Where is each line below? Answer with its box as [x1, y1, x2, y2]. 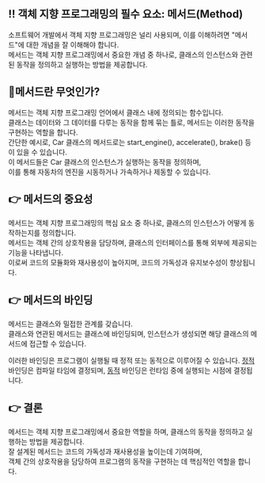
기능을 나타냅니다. [8, 248, 64, 257]
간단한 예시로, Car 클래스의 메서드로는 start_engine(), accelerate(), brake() [8, 137, 244, 146]
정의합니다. [42, 228, 77, 238]
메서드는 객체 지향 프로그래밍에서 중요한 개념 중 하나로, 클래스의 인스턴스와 [8, 50, 239, 59]
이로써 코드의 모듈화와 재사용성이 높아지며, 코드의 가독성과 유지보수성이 [8, 258, 228, 268]
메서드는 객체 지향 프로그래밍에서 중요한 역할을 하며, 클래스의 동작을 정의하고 [8, 427, 245, 437]
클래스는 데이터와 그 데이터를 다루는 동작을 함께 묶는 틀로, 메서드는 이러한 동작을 [8, 117, 256, 127]
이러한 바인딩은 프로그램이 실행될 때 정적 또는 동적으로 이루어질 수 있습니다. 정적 [8, 356, 256, 366]
